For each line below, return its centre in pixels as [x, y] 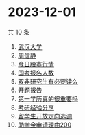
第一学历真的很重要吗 [48, 98]
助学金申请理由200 [44, 125]
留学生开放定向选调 [45, 116]
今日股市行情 [36, 64]
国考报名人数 [36, 73]
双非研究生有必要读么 [48, 81]
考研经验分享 [36, 107]
